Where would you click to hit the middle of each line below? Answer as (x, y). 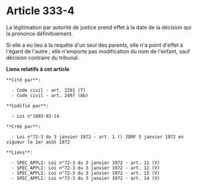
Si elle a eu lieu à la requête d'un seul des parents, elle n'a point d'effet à (95, 45)
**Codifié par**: (28, 106)
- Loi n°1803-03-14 (35, 116)
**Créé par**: (24, 126)
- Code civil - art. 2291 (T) (49, 90)
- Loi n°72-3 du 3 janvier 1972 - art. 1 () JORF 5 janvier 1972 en (98, 137)
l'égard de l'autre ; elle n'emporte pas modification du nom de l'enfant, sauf (98, 51)
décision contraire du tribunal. (43, 57)
